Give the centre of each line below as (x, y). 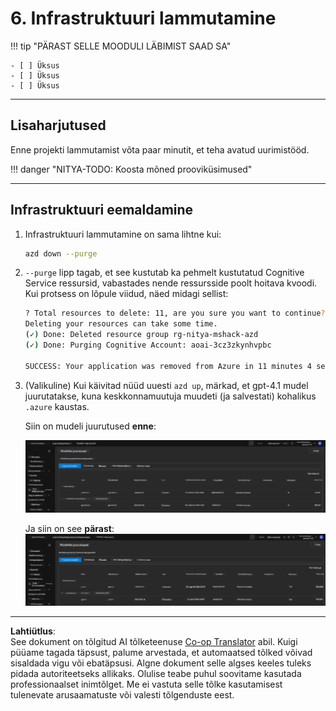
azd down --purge (61, 253)
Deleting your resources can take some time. (121, 324)
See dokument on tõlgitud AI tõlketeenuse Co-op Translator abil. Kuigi (154, 641)
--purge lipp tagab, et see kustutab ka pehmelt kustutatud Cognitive (164, 273)
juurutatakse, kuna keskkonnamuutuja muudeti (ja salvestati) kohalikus (170, 396)
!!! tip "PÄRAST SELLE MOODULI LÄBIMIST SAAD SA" (121, 46)
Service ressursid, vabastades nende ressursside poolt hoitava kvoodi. (171, 283)
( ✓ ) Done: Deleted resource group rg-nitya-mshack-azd (141, 335)
